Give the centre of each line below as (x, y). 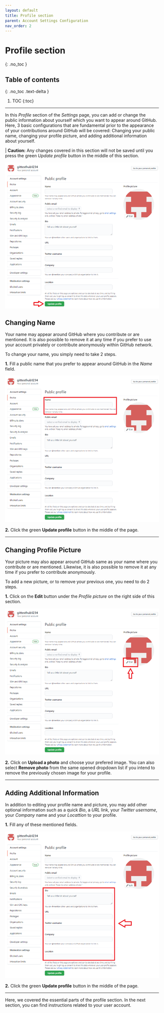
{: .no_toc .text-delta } (27, 91)
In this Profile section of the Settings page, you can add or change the (75, 115)
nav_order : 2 (18, 26)
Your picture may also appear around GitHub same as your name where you (81, 562)
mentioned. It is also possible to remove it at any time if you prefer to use (78, 340)
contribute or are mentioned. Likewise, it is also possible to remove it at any (81, 567)
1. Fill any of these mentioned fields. (41, 825)
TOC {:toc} (23, 101)
